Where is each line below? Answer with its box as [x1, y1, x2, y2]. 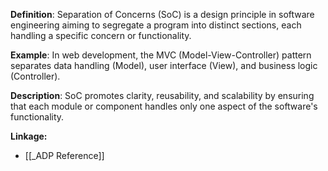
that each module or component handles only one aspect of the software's [10, 100, 318, 112]
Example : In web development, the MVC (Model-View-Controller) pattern [10, 49, 312, 61]
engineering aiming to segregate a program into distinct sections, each [10, 19, 302, 31]
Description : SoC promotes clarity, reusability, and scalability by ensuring [10, 90, 315, 101]
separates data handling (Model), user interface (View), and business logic [10, 60, 318, 71]
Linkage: [10, 130, 48, 142]
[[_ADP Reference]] [24, 150, 105, 161]
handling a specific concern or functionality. [10, 30, 192, 41]
